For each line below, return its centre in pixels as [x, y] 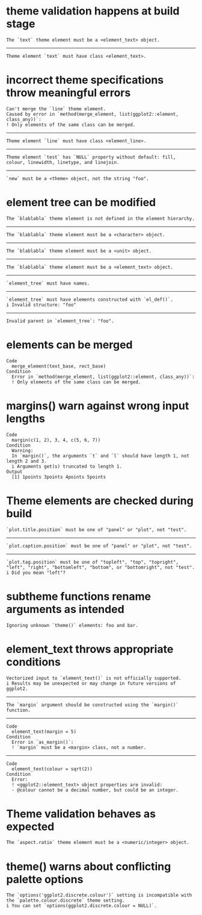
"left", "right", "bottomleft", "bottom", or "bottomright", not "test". [101, 567]
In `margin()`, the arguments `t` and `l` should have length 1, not [100, 456]
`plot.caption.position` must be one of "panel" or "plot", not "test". [99, 546]
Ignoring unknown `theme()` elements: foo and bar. [72, 625]
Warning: [23, 450]
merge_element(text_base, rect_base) [59, 366]
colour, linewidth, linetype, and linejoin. [63, 162]
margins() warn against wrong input [98, 406]
